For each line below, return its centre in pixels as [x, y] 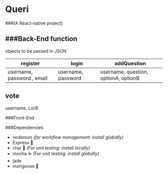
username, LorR [22, 108]
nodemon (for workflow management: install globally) [68, 137]
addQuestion [130, 63]
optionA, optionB [120, 78]
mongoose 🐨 [25, 166]
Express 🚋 [23, 142]
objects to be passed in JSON [36, 51]
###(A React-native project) [34, 23]
